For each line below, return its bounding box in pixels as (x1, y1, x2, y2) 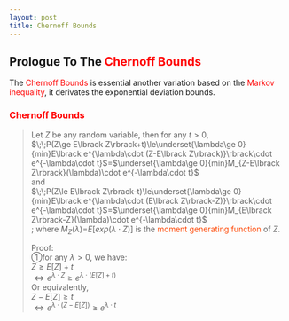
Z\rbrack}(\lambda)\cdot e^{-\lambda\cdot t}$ (30, 167, 199, 177)
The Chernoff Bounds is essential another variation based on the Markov (9, 77, 275, 89)
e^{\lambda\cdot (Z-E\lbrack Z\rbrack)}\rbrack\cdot (82, 148, 273, 159)
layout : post (9, 12, 58, 22)
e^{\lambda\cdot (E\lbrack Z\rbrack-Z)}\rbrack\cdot (82, 195, 273, 206)
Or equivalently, (30, 282, 89, 293)
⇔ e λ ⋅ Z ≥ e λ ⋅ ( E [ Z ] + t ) (34, 271, 117, 284)
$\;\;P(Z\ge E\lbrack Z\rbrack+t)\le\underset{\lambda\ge (30, 138, 237, 149)
